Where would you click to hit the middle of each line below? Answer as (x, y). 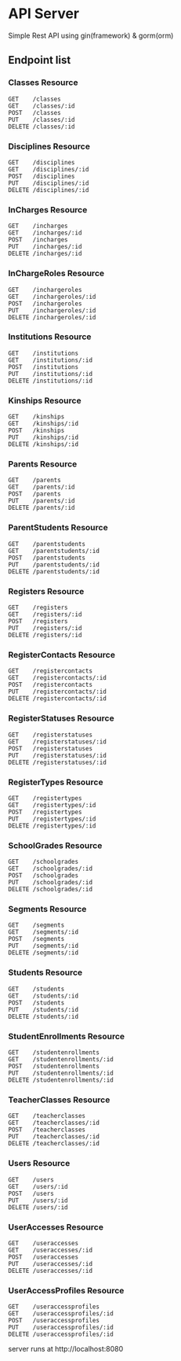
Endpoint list (40, 60)
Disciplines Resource (49, 146)
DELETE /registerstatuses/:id (58, 762)
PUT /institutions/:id (50, 374)
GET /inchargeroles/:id (52, 297)
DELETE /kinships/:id (43, 444)
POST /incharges (38, 240)
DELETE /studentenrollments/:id (61, 1080)
